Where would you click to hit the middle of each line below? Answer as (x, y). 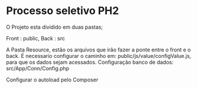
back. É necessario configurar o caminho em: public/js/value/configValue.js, (99, 56)
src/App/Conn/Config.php (38, 68)
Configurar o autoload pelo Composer (52, 80)
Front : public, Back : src (36, 38)
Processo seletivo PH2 (63, 11)
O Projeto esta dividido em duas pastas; (55, 27)
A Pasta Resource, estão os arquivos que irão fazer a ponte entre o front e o (98, 49)
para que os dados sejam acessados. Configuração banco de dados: (90, 62)
